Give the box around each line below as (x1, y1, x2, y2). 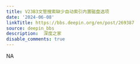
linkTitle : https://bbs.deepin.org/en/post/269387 (6, 20, 135, 25)
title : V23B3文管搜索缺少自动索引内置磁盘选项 (6, 8, 110, 15)
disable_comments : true (6, 36, 66, 42)
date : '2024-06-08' (6, 14, 55, 20)
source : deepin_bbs (6, 25, 55, 31)
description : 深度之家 (6, 31, 61, 37)
